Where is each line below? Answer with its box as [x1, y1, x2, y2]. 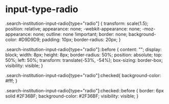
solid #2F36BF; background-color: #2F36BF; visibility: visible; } [5, 93, 139, 99]
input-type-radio [5, 4, 78, 15]
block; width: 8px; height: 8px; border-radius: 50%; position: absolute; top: [5, 52, 162, 58]
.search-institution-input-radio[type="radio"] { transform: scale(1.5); [5, 20, 149, 26]
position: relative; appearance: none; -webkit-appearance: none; [5, 25, 141, 31]
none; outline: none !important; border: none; [33, 31, 128, 37]
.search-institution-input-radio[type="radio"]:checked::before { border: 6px [5, 87, 164, 93]
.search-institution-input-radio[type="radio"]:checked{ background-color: [5, 72, 161, 78]
